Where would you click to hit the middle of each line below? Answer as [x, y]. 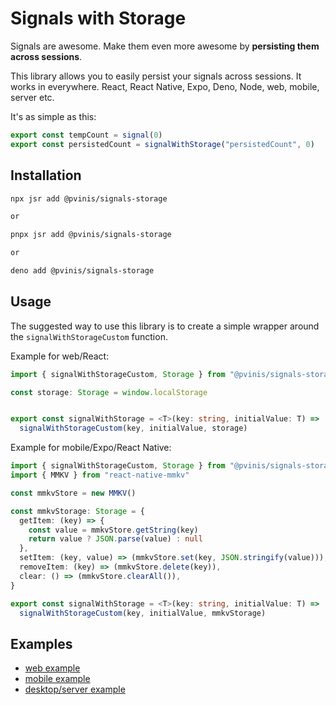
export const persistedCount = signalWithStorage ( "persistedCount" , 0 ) [162, 144]
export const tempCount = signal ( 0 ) [86, 135]
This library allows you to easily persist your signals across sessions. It [156, 76]
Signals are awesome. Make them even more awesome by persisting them [165, 46]
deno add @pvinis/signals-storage [82, 271]
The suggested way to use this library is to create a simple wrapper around [165, 326]
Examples [41, 643]
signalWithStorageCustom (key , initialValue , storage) [133, 428]
